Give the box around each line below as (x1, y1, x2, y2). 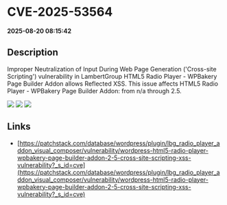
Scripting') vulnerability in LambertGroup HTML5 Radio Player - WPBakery (7, 72, 217, 80)
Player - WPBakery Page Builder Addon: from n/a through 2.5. (7, 86, 182, 95)
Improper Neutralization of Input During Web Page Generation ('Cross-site (7, 64, 217, 73)
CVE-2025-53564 (7, 4, 113, 20)
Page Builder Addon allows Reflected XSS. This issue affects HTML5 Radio (7, 80, 218, 88)
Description (7, 47, 58, 58)
